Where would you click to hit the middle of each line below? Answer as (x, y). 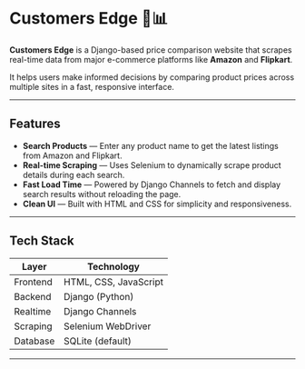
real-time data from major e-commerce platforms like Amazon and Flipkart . (151, 59)
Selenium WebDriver (107, 326)
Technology (114, 266)
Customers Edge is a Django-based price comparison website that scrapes (151, 50)
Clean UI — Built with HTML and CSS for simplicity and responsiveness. (157, 204)
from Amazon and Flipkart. (72, 155)
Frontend (33, 282)
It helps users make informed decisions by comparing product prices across (152, 77)
